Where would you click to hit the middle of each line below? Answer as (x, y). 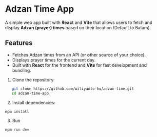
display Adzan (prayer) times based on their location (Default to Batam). (78, 27)
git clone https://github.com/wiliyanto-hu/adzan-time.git (73, 89)
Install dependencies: (34, 102)
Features (19, 43)
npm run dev (17, 129)
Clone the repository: (33, 79)
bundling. (22, 70)
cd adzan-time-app (30, 93)
